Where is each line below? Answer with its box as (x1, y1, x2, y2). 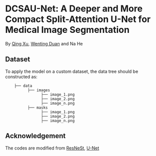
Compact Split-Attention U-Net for (5, 13, 151, 25)
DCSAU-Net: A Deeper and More (5, 3, 143, 14)
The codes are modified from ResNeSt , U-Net (5, 145, 99, 151)
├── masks (27, 105, 48, 110)
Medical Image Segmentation (5, 24, 130, 35)
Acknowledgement (5, 132, 66, 140)
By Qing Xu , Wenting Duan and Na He (5, 40, 83, 46)
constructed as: (5, 73, 37, 80)
